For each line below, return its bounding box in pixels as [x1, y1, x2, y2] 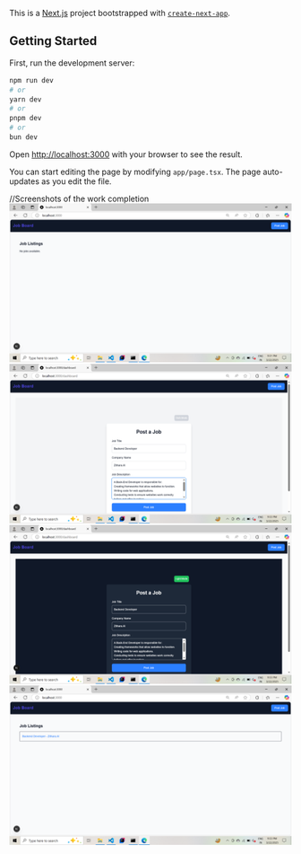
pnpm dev [9, 114, 42, 123]
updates [9, 175, 40, 187]
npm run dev [9, 75, 54, 84]
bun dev [9, 133, 39, 142]
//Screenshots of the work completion [9, 193, 150, 204]
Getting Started [9, 33, 98, 48]
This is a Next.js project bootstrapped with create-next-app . [9, 8, 231, 18]
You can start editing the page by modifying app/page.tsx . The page [9, 166, 262, 177]
